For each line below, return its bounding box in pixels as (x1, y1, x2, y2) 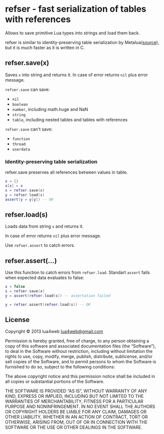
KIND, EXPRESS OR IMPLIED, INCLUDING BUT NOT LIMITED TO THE (5, 393, 144, 399)
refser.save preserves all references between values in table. (5, 170, 128, 175)
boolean (12, 102, 28, 107)
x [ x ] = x (5, 183, 23, 188)
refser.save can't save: (5, 126, 53, 132)
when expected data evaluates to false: (5, 275, 84, 281)
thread (12, 142, 26, 147)
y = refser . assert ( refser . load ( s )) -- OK (5, 302, 91, 307)
